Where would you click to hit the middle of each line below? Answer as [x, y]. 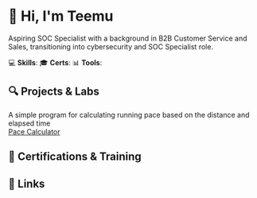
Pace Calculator [35, 131]
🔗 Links [27, 183]
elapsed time [29, 123]
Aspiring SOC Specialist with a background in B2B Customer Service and [128, 38]
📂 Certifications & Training [75, 157]
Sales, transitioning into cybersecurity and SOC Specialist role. [111, 46]
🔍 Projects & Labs [54, 92]
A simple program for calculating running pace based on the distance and [129, 115]
